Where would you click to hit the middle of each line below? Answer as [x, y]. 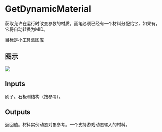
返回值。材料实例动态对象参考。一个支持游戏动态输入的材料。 [67, 125]
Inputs [15, 84]
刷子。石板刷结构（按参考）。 [34, 96]
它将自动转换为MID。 [27, 29]
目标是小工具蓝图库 [25, 40]
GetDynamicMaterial [48, 9]
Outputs [18, 112]
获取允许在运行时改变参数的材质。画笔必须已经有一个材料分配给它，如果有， [82, 23]
